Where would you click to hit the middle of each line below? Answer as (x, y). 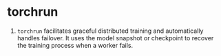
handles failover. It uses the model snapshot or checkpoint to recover (115, 38)
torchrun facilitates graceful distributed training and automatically (110, 31)
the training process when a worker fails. (75, 45)
